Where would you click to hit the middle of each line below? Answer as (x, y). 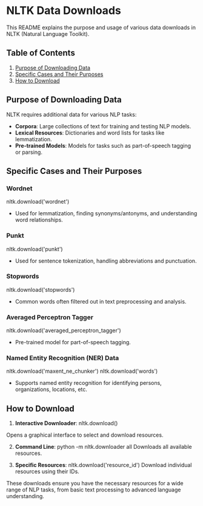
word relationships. (39, 220)
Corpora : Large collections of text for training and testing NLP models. (103, 126)
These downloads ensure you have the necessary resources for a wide (95, 483)
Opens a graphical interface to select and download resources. (85, 435)
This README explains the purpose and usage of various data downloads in (101, 27)
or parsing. (28, 152)
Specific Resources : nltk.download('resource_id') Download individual (103, 465)
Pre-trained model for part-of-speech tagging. (73, 342)
